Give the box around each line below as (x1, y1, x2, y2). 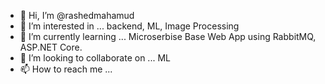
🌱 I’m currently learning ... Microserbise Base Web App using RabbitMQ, (19, 31, 317, 42)
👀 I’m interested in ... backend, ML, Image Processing (19, 20, 240, 32)
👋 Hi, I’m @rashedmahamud (19, 10, 135, 21)
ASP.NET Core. (19, 41, 83, 53)
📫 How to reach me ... (19, 63, 113, 75)
